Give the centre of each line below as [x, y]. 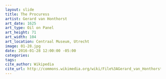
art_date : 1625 [21, 23]
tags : [11, 60]
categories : [17, 55]
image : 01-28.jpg [23, 46]
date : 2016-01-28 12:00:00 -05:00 [41, 51]
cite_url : [15, 69]
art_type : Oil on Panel [30, 28]
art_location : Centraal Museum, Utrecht [47, 42]
